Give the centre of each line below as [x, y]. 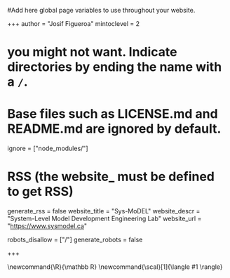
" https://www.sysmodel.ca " [47, 226]
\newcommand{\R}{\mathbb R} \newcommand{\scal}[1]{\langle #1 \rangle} [115, 267]
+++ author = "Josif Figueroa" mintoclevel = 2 [74, 24]
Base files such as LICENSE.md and [113, 114]
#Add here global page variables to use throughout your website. [101, 10]
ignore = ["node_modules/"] [48, 148]
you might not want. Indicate [92, 52]
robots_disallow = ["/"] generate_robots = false [75, 240]
